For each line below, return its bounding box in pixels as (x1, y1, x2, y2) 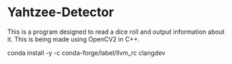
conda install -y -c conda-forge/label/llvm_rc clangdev (7, 49, 166, 57)
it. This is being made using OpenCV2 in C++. (7, 34, 140, 43)
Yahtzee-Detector (7, 4, 115, 20)
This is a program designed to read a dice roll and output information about (7, 27, 225, 36)
